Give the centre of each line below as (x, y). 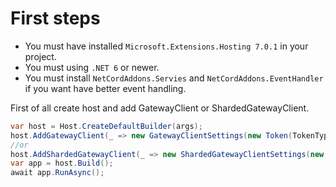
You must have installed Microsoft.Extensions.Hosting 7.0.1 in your (166, 46)
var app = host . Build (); (62, 163)
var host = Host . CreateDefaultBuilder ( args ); (106, 126)
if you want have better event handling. (105, 88)
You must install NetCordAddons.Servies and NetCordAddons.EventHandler (174, 78)
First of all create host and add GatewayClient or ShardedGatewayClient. (160, 108)
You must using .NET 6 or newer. (92, 67)
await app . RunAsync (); (57, 173)
